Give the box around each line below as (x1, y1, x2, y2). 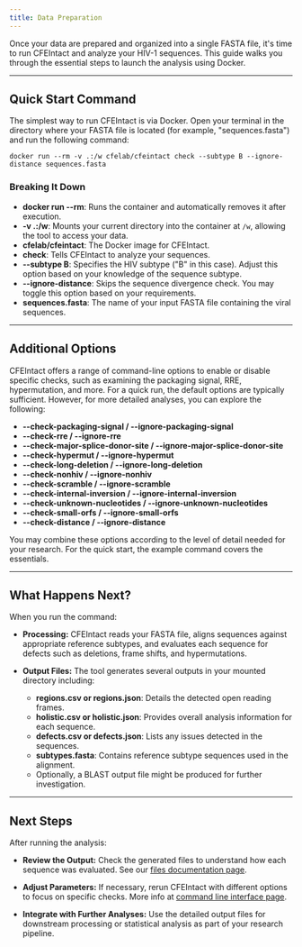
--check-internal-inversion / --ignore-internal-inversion (22, 487, 237, 498)
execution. (22, 211, 62, 222)
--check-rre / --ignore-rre (22, 430, 121, 442)
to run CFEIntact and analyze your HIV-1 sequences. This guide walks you (9, 47, 283, 59)
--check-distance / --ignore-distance (22, 516, 166, 527)
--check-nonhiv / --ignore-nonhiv (22, 469, 153, 479)
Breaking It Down (9, 181, 86, 194)
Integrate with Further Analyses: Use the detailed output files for (22, 909, 266, 920)
